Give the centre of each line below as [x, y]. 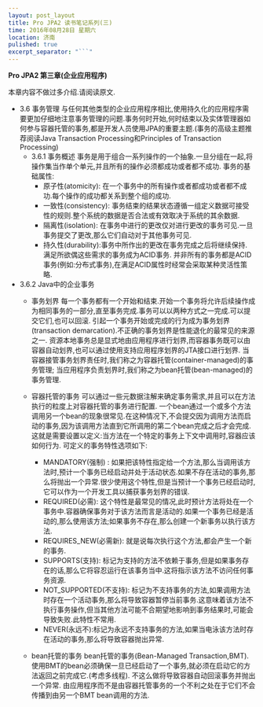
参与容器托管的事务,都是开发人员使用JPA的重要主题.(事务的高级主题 [136, 128]
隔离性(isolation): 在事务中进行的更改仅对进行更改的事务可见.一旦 [148, 225]
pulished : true [33, 45]
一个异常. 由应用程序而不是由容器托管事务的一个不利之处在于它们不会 [143, 685]
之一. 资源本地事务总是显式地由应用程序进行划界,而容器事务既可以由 [141, 340]
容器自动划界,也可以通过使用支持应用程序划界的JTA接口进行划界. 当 [140, 350]
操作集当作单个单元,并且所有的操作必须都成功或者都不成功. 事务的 [137, 166]
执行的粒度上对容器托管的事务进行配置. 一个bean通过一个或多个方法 [141, 406]
